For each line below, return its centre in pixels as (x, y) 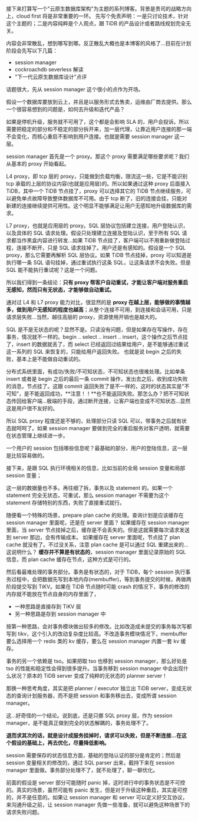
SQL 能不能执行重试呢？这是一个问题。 (53, 270)
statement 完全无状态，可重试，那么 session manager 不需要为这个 (88, 495)
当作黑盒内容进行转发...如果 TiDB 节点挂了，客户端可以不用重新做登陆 (101, 240)
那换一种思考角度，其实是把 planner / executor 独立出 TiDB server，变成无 (96, 688)
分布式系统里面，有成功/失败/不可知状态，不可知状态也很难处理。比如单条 (96, 371)
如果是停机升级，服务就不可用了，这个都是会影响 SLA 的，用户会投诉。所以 (98, 122)
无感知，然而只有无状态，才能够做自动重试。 (60, 290)
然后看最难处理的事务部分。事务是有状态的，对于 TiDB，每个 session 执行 (96, 572)
